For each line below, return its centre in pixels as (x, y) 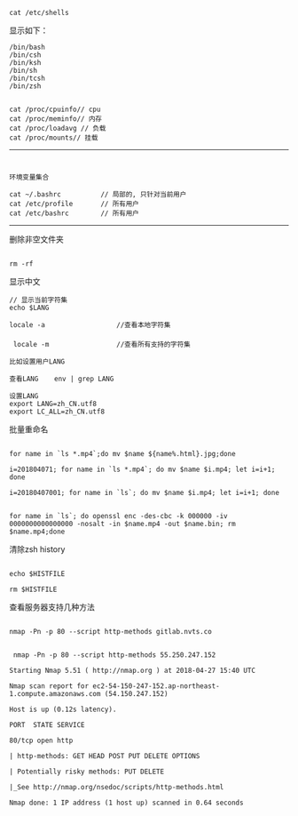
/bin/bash (27, 47)
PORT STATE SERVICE (47, 725)
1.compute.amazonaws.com (55, 694)
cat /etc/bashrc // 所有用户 (74, 213)
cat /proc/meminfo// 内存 (55, 119)
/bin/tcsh (27, 78)
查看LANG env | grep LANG (62, 379)
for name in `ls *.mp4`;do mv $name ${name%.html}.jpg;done (123, 454)
